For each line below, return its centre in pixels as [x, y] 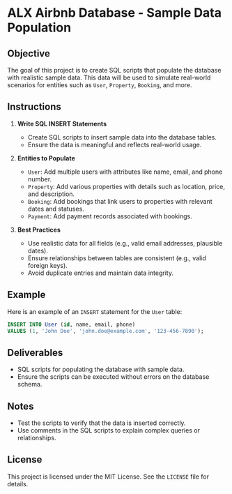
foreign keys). [47, 265]
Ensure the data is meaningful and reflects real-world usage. [115, 144]
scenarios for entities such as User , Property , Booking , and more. [100, 85]
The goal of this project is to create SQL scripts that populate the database [114, 70]
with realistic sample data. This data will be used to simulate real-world [109, 77]
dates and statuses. [56, 209]
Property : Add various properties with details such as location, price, [126, 186]
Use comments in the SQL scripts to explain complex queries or [109, 430]
